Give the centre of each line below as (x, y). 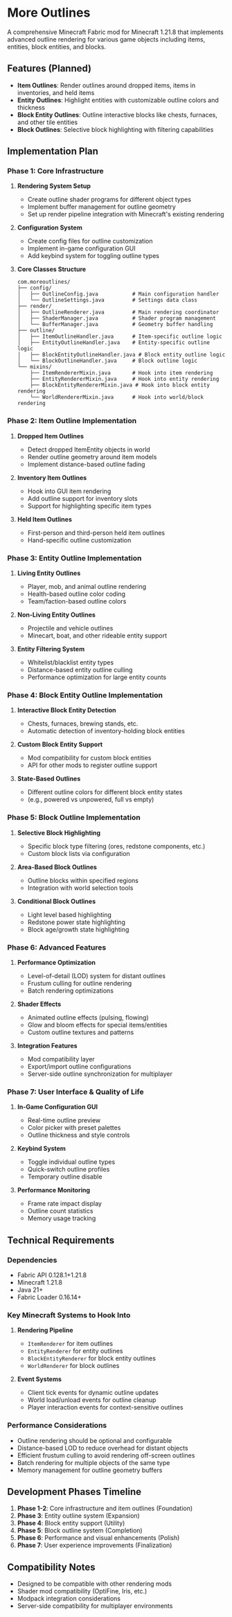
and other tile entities (47, 122)
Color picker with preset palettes (74, 1128)
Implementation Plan (53, 152)
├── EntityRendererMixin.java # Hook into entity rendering (125, 379)
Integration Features (47, 1045)
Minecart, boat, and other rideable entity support (97, 635)
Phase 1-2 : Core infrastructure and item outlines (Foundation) (105, 1508)
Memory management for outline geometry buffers (90, 1470)
